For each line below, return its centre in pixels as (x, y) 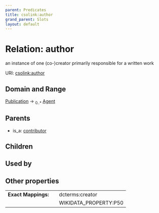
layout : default (22, 24)
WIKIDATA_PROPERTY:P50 (91, 203)
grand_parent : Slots (27, 19)
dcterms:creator (78, 195)
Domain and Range (36, 89)
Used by (18, 164)
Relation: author (40, 49)
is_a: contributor (29, 130)
